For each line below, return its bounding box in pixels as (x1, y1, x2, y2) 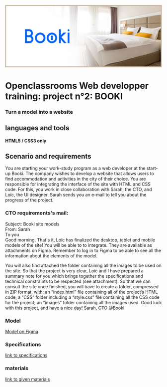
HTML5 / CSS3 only (5, 138, 47, 144)
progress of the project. (5, 197, 54, 203)
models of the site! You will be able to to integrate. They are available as (5, 242, 153, 248)
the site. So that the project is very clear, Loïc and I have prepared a (5, 267, 144, 274)
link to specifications (5, 352, 48, 359)
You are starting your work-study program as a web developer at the (5, 165, 146, 172)
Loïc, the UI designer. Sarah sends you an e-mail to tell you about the (5, 192, 147, 198)
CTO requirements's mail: (5, 209, 69, 216)
